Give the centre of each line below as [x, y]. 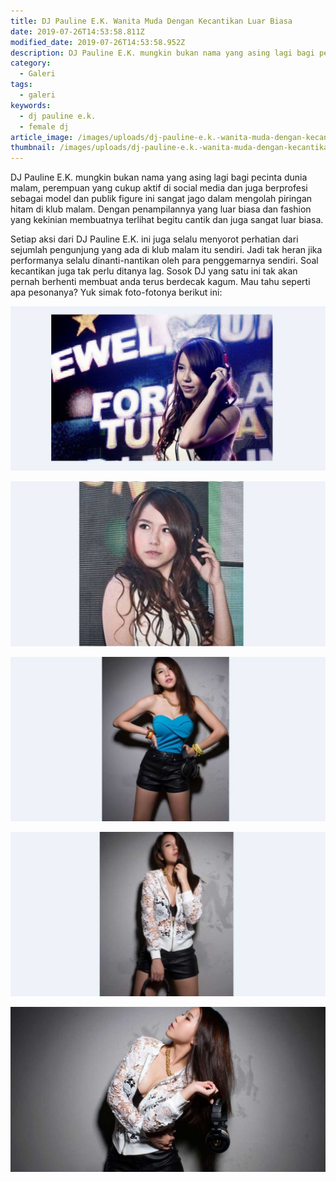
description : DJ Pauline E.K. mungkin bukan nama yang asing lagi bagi [162, 53]
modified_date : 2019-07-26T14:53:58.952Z [98, 42]
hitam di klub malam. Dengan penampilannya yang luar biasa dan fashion [161, 209]
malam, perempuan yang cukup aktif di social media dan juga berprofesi [159, 188]
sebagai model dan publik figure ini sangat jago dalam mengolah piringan [161, 199]
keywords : [31, 105]
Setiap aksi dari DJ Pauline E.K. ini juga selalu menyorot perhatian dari [154, 239]
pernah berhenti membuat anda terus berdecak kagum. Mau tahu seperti [160, 282]
